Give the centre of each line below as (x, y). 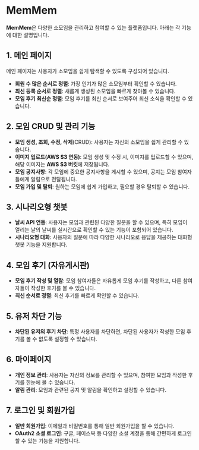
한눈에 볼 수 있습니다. (50, 382)
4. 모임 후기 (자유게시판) (48, 265)
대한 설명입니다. (31, 35)
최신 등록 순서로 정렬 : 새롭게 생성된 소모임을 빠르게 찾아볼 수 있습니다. (95, 91)
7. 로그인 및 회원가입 (41, 410)
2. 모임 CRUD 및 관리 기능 (51, 126)
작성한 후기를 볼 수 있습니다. (63, 288)
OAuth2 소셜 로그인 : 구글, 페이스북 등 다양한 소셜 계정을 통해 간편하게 (95, 433)
